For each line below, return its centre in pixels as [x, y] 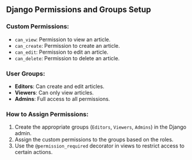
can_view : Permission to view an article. [63, 39]
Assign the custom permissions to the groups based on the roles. [94, 140]
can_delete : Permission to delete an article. [67, 58]
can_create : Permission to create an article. [67, 45]
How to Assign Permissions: [47, 114]
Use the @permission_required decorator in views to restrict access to [100, 146]
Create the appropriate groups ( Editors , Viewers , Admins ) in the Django [100, 127]
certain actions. [34, 152]
